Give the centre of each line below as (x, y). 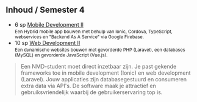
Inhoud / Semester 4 (45, 10)
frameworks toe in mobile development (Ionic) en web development (106, 73)
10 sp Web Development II (47, 42)
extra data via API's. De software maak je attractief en (88, 86)
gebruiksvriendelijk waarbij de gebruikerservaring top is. (91, 92)
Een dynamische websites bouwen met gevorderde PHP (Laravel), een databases (100, 50)
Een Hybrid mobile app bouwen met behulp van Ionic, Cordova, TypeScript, (94, 32)
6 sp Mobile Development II (49, 24)
